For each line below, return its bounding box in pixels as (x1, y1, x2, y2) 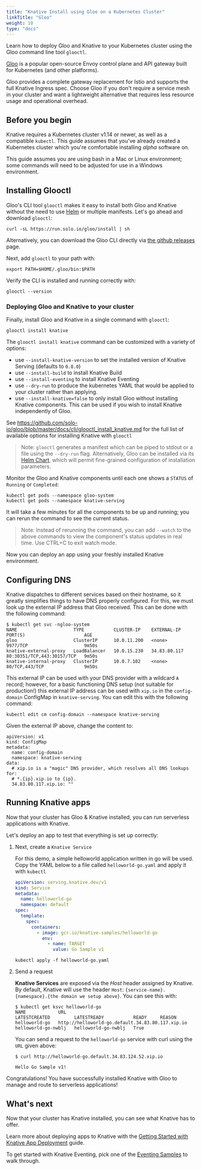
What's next (6, 1098, 53, 1109)
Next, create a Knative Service (14, 843, 92, 850)
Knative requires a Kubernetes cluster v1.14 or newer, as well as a (6, 131, 167, 138)
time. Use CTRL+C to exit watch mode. (20, 540, 117, 547)
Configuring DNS (6, 574, 71, 585)
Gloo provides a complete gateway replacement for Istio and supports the (6, 78, 188, 86)
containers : (31, 924, 61, 930)
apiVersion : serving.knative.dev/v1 (14, 879, 107, 885)
